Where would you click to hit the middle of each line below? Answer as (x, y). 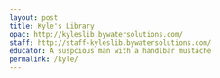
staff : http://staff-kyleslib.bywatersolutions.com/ (110, 43)
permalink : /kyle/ (44, 59)
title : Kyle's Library (52, 26)
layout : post (34, 17)
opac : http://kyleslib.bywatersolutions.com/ (96, 34)
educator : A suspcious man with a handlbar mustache (110, 51)
